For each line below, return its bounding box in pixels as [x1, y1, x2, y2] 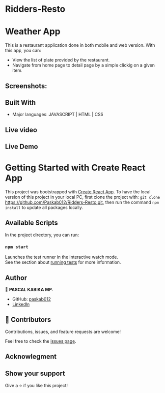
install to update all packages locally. [5, 205, 83, 211]
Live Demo [5, 143, 38, 151]
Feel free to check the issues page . [5, 338, 76, 344]
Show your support [5, 369, 65, 377]
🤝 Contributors [5, 316, 52, 324]
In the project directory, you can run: [5, 232, 79, 238]
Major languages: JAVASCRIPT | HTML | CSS [12, 112, 104, 118]
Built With [5, 98, 36, 107]
